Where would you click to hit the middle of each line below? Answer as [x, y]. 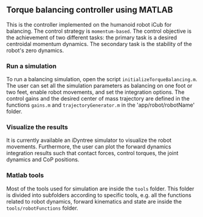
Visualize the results [37, 127]
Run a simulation [31, 66]
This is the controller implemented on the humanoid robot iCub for [89, 24]
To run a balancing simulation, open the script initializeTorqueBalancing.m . [102, 79]
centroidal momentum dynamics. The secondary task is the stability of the [99, 44]
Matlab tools [25, 175]
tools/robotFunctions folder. [42, 208]
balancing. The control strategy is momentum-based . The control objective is [99, 31]
